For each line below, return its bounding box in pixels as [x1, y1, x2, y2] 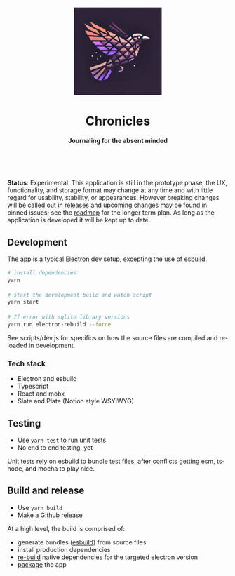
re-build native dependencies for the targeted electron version [17, 553, 199, 561]
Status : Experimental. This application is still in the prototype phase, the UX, [7, 179, 228, 187]
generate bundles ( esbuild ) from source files [17, 537, 147, 547]
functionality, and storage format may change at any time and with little [7, 186, 213, 194]
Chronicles [85, 113, 151, 129]
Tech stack [7, 359, 46, 368]
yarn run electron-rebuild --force [7, 321, 112, 328]
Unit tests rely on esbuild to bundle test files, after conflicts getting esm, [7, 457, 215, 466]
